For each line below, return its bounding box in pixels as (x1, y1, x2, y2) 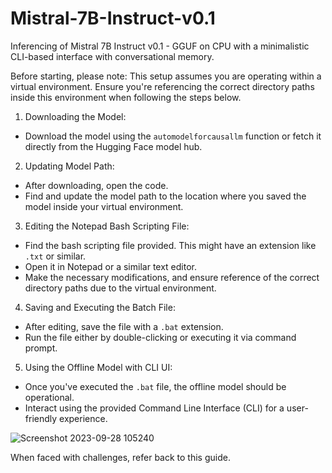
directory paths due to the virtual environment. (24, 282, 217, 294)
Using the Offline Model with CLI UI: (24, 361, 173, 373)
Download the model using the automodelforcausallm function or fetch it (24, 130, 322, 142)
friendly (24, 412, 58, 424)
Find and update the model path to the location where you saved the (24, 190, 307, 202)
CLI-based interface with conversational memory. (10, 50, 215, 62)
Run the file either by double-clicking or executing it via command (24, 331, 297, 343)
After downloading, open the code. (24, 179, 169, 191)
